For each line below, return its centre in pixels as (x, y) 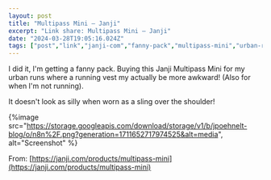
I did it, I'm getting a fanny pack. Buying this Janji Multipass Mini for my (127, 69)
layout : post (30, 16)
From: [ (20, 159)
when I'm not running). (46, 86)
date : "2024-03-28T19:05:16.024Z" (67, 38)
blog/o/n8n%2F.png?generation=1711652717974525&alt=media (113, 135)
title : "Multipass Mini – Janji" (65, 23)
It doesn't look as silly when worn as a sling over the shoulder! (112, 102)
